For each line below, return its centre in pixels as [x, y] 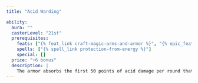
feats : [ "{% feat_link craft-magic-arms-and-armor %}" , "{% [92, 44]
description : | [30, 65]
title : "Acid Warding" [34, 11]
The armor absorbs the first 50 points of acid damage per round [99, 71]
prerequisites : [30, 39]
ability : [17, 22]
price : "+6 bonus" [34, 60]
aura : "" [22, 27]
